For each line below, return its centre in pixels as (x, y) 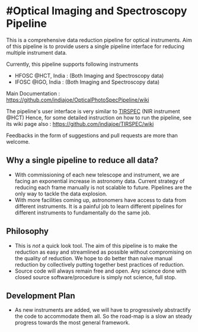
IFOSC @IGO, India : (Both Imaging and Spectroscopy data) (87, 82)
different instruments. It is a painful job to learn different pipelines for (99, 206)
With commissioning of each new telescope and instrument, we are (97, 175)
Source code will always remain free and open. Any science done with (100, 271)
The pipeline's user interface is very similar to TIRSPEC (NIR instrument (93, 111)
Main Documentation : (33, 93)
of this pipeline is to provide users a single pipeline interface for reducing (95, 46)
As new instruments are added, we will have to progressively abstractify (103, 310)
